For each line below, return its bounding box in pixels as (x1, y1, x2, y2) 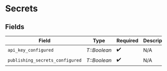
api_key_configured (7, 47, 54, 53)
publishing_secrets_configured (7, 57, 82, 63)
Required (116, 37, 139, 44)
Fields (5, 23, 25, 31)
